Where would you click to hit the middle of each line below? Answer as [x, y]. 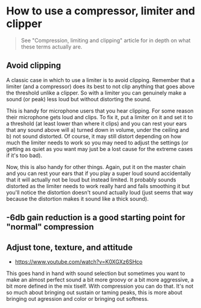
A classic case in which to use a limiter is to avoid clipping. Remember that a [100, 80]
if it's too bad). [24, 155]
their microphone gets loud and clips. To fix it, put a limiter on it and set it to [100, 117]
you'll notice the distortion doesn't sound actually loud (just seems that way [100, 192]
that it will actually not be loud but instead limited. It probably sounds [91, 179]
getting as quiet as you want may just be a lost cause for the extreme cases [100, 149]
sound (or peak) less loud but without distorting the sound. [79, 99]
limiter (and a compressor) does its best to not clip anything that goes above [100, 86]
